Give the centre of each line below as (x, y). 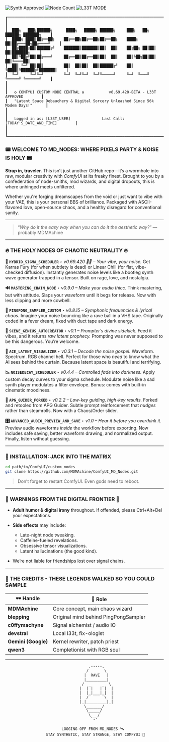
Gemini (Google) (28, 641)
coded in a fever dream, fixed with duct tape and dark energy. (69, 321)
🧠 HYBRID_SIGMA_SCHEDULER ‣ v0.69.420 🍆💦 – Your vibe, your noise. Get (78, 261)
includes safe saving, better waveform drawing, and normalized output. (79, 433)
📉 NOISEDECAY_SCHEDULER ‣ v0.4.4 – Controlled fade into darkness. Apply (80, 372)
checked (14, 272)
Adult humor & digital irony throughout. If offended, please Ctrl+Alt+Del (87, 510)
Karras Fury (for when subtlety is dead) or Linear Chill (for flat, (70, 267)
